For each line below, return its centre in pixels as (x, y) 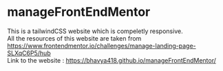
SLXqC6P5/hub (29, 53)
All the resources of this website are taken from (74, 38)
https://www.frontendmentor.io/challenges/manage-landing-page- (102, 45)
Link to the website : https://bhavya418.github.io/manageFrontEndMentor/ (112, 60)
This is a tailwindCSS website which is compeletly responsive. (95, 31)
